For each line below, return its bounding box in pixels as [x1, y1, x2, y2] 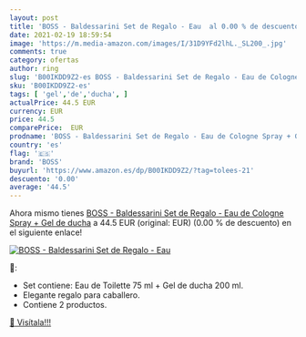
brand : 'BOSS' [9, 157, 64, 167]
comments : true [9, 47, 67, 56]
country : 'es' [9, 140, 64, 149]
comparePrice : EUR [9, 124, 84, 133]
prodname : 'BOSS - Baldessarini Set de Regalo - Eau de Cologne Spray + [9, 132, 291, 141]
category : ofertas [9, 56, 79, 65]
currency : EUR [9, 107, 64, 116]
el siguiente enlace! [9, 227, 83, 238]
